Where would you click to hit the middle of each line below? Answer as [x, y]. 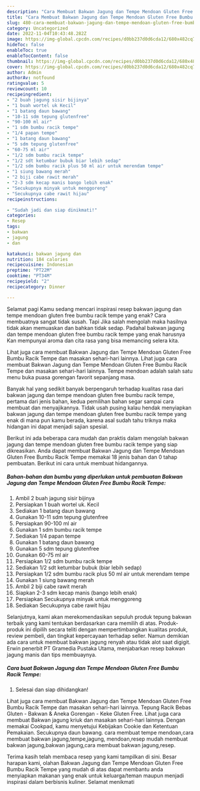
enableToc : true [27, 50]
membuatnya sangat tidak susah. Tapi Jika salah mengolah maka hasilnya [97, 322]
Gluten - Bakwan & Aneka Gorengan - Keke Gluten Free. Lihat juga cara [94, 713]
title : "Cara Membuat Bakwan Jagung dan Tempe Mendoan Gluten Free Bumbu [100, 17]
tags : [13, 227]
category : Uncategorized [37, 28]
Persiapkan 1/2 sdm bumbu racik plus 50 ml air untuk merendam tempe [102, 574]
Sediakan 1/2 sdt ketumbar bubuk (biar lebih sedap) [78, 567]
